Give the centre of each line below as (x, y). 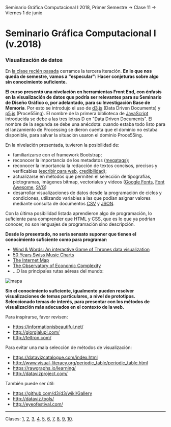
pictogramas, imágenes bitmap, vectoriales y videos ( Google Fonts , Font (89, 182)
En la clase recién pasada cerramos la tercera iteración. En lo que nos (79, 71)
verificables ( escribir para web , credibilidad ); (60, 171)
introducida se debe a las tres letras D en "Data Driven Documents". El (79, 119)
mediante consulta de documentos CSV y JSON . (63, 204)
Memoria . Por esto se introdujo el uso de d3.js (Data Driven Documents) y (83, 108)
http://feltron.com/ (32, 338)
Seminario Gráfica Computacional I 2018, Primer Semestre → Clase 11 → (81, 7)
